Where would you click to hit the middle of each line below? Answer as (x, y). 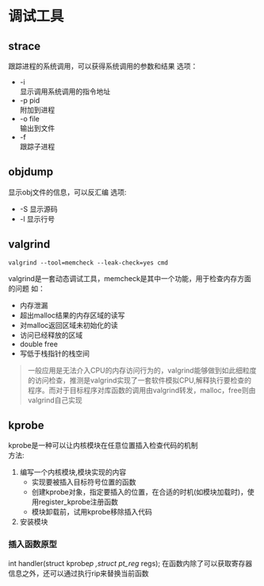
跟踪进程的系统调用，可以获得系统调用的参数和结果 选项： (103, 66)
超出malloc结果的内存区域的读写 (72, 315)
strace (25, 46)
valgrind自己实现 (55, 400)
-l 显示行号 (37, 218)
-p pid (30, 100)
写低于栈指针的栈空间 (54, 353)
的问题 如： (27, 288)
